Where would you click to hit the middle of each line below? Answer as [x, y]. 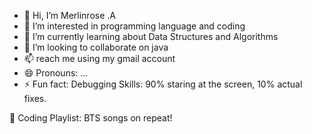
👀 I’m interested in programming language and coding [134, 26]
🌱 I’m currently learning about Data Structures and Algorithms [151, 36]
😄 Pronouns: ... [56, 73]
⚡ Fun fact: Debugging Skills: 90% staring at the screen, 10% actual [163, 84]
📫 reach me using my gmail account [99, 58]
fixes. [35, 98]
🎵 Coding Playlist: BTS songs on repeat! [91, 118]
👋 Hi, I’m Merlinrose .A [69, 15]
